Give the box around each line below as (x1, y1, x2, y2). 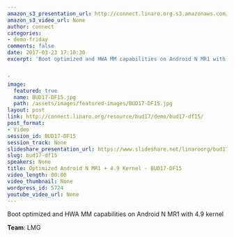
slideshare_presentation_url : (7, 146, 95, 153)
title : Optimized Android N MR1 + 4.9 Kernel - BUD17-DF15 (7, 165, 182, 172)
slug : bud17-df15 (7, 152, 58, 159)
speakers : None (7, 158, 52, 166)
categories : (7, 29, 42, 37)
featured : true (13, 87, 58, 94)
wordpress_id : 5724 (7, 184, 64, 192)
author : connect (7, 23, 54, 30)
